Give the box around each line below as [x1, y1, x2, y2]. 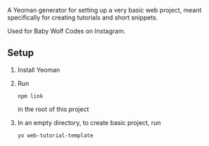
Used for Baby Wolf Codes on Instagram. [7, 27, 126, 35]
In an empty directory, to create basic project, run [17, 118, 161, 126]
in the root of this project [17, 105, 89, 113]
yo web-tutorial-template [17, 132, 93, 139]
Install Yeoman [17, 66, 60, 74]
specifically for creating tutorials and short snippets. [7, 13, 159, 22]
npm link [17, 92, 43, 100]
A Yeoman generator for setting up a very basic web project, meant [7, 6, 202, 14]
